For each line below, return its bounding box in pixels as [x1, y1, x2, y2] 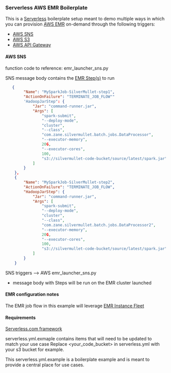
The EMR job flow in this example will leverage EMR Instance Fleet [5, 302, 144, 309]
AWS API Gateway [12, 42, 51, 48]
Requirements [5, 314, 36, 320]
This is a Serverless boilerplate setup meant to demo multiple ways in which [5, 16, 165, 22]
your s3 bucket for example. [5, 346, 65, 353]
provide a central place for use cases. [5, 362, 84, 368]
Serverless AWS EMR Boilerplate [5, 4, 88, 11]
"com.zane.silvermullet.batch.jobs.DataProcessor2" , [41, 222, 156, 227]
